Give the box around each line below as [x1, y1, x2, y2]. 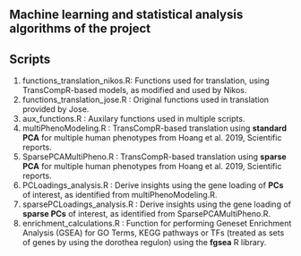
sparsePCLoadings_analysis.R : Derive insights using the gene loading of [21, 199, 291, 209]
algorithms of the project [9, 21, 150, 37]
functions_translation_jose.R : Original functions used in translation [21, 94, 270, 106]
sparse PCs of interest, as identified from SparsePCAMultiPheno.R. [21, 209, 271, 219]
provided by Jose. [21, 104, 90, 115]
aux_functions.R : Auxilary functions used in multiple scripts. [21, 114, 245, 124]
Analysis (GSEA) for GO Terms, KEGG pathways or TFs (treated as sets [21, 227, 285, 238]
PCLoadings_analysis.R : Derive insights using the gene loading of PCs [21, 180, 284, 191]
